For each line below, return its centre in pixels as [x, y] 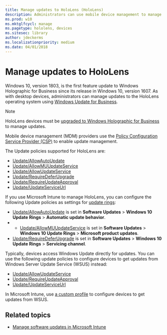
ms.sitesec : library [27, 33]
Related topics [28, 315]
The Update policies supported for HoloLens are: [55, 151]
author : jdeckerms [24, 38]
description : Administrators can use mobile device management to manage [83, 14]
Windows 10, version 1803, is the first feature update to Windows [72, 85]
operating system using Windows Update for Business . [62, 101]
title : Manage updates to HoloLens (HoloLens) [54, 10]
